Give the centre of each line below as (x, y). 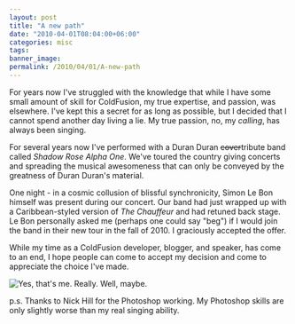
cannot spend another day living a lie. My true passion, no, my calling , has (145, 120)
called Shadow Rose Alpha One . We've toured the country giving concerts (145, 156)
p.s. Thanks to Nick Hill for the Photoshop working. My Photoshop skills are (147, 300)
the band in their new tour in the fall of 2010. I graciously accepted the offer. (147, 230)
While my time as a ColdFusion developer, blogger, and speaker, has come (145, 247)
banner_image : (35, 59)
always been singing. (48, 130)
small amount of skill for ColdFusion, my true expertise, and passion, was (143, 101)
